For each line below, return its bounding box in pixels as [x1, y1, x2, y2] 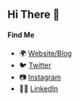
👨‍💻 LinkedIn [18, 84, 59, 93]
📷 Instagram [18, 72, 61, 82]
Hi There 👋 [7, 8, 60, 21]
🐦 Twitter [18, 60, 52, 70]
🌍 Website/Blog [18, 49, 72, 58]
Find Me [7, 29, 35, 40]
